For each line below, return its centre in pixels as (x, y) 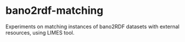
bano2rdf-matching (54, 11)
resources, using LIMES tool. (40, 32)
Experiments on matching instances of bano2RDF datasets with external (92, 26)
